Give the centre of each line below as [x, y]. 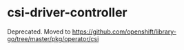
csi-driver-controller [67, 13]
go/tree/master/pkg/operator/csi [53, 38]
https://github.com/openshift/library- [124, 32]
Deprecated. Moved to [39, 32]
